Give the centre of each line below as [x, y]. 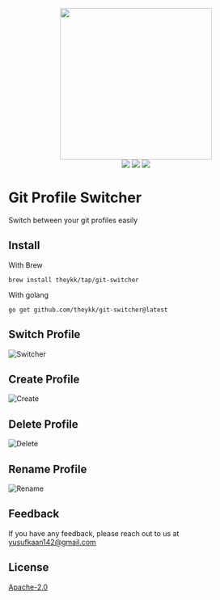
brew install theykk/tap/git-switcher [74, 280]
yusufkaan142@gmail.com [53, 542]
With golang [29, 294]
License [29, 567]
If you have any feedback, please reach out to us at [94, 533]
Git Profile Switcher [75, 198]
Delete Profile [43, 424]
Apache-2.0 [28, 587]
